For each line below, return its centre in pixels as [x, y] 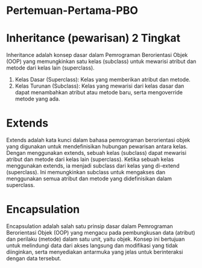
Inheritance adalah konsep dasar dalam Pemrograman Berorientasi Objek [97, 55]
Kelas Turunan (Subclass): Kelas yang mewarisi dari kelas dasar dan [99, 86]
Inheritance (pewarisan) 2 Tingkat [93, 38]
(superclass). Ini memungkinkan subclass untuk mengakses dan [86, 172]
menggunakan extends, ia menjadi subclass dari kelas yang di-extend [93, 166]
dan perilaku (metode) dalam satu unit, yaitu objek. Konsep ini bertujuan [96, 239]
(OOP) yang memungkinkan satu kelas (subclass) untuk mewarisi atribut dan [101, 62]
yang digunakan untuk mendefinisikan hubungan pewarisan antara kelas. [97, 146]
